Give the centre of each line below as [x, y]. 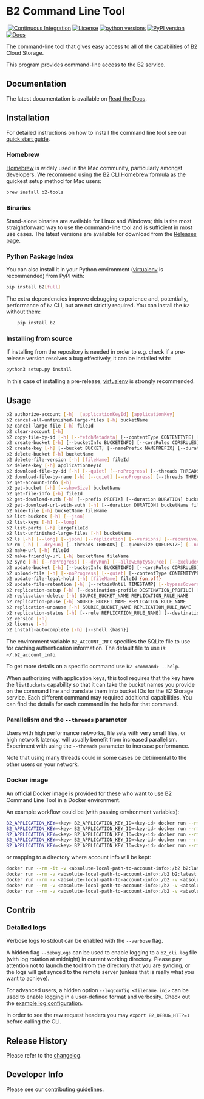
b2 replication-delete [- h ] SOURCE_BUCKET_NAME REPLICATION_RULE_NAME [97, 596]
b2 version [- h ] [27, 618]
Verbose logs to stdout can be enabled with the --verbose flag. [85, 941]
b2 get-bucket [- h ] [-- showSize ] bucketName [63, 488]
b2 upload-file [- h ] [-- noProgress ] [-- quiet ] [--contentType [87, 573]
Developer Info [35, 1075]
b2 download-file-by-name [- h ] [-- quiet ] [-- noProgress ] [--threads [95, 477]
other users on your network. [43, 764]
